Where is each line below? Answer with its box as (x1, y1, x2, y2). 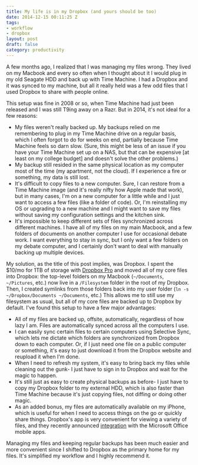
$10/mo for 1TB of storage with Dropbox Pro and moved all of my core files (6, 266, 187, 273)
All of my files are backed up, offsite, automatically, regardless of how (14, 315, 184, 322)
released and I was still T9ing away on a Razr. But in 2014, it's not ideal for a (6, 105, 190, 113)
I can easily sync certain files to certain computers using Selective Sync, (14, 328, 192, 335)
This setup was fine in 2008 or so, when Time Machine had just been (6, 100, 174, 107)
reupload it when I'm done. (14, 353, 80, 360)
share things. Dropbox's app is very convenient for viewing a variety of (14, 415, 187, 423)
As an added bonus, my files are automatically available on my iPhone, (14, 403, 186, 410)
